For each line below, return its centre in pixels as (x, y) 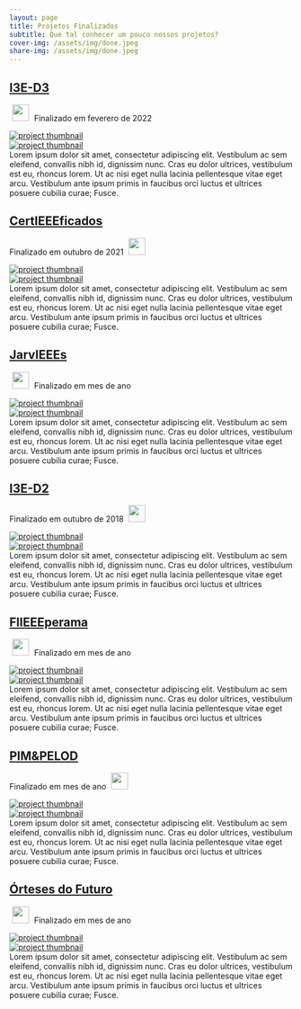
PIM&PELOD (44, 756)
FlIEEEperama (49, 622)
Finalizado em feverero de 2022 (93, 118)
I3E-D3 (29, 88)
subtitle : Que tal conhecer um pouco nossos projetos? (114, 34)
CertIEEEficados (56, 221)
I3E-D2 (29, 488)
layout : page (34, 18)
